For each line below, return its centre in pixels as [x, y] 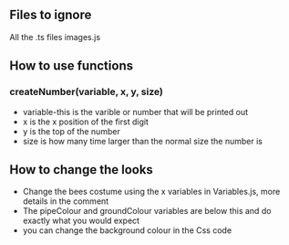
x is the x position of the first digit [85, 122]
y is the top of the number [71, 131]
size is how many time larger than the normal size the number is [142, 141]
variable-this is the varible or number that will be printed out [135, 112]
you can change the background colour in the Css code [127, 230]
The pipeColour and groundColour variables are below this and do [147, 211]
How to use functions [72, 66]
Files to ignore [51, 15]
